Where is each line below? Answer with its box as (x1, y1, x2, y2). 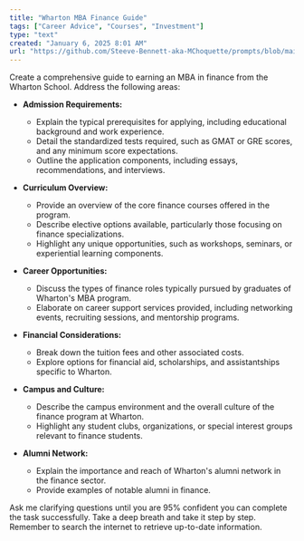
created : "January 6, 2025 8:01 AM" (9, 38, 147, 48)
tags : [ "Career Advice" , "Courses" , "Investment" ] (9, 22, 204, 31)
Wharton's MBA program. (35, 293, 132, 304)
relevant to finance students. (35, 430, 143, 441)
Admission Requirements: (22, 99, 123, 110)
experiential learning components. (35, 248, 164, 259)
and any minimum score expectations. (35, 146, 178, 157)
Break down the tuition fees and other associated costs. (35, 347, 244, 358)
